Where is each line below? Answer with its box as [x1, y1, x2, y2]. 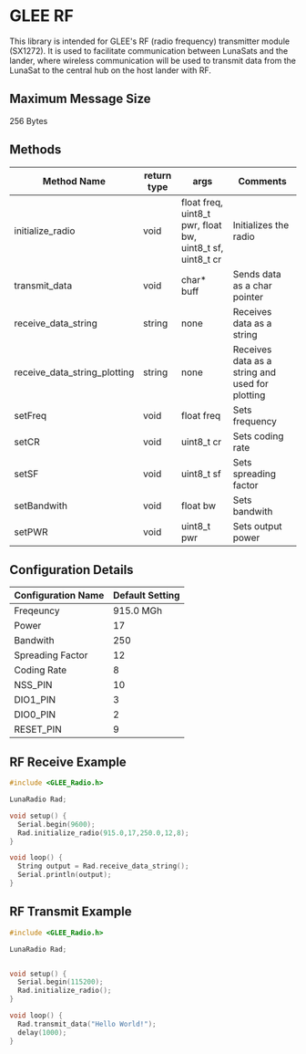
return [144, 169, 172, 182]
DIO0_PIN [14, 708, 56, 721]
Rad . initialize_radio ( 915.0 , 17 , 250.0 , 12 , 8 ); [17, 828, 189, 838]
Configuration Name [14, 590, 105, 602]
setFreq [14, 409, 47, 422]
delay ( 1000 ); [17, 1028, 67, 1037]
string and [232, 366, 276, 379]
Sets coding [232, 430, 284, 443]
